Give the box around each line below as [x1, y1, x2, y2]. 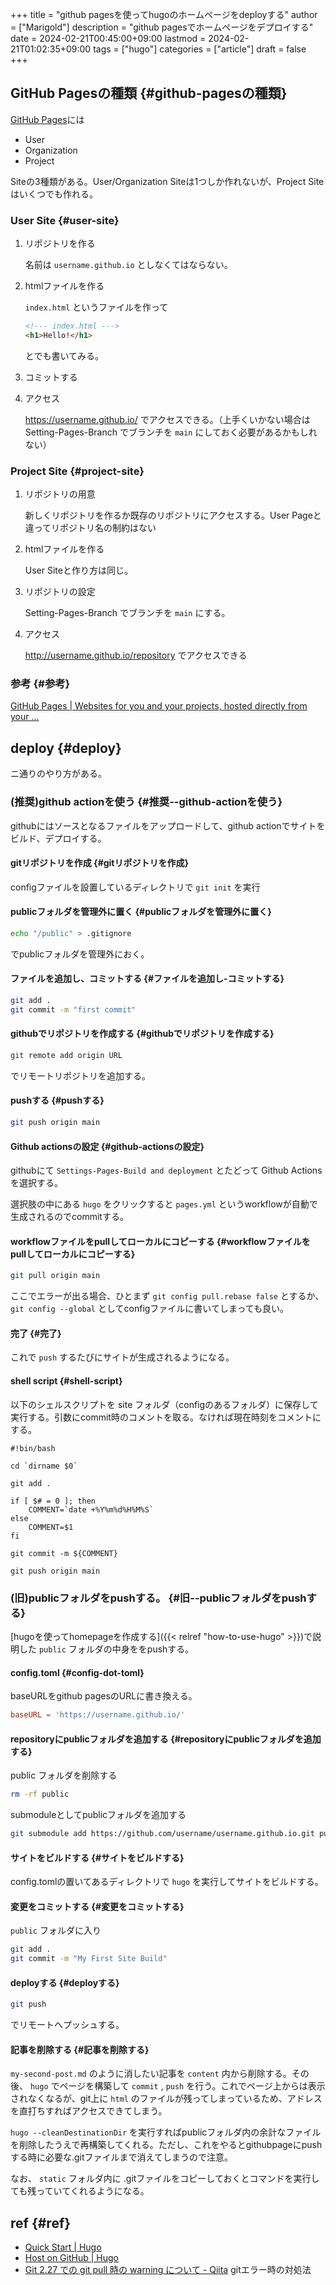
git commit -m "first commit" [10, 1004, 137, 1015]
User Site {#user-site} [10, 213, 120, 227]
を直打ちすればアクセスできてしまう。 [10, 2105, 168, 2117]
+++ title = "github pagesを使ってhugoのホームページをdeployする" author [10, 9, 318, 20]
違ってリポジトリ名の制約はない [24, 522, 157, 534]
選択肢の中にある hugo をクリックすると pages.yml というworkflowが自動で [10, 1198, 318, 1210]
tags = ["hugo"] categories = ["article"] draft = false [93, 43, 307, 55]
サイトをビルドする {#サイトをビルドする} [10, 1851, 185, 1863]
